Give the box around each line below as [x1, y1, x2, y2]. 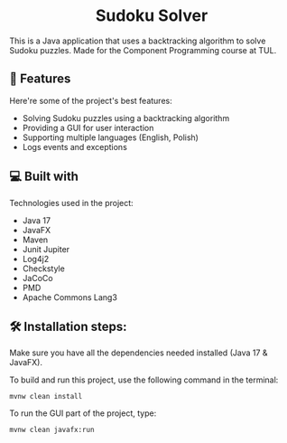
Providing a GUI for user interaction [22, 122, 154, 133]
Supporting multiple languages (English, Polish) [22, 132, 199, 143]
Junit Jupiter [22, 243, 70, 254]
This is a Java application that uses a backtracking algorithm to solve [9, 35, 266, 46]
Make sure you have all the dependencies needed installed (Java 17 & [9, 347, 268, 358]
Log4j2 [22, 253, 50, 264]
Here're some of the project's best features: [9, 95, 173, 106]
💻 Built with [9, 169, 79, 184]
